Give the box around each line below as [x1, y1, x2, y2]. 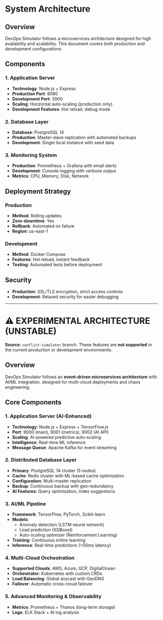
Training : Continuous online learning [12, 537, 86, 543]
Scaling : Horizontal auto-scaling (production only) [12, 101, 113, 107]
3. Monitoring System [5, 151, 57, 158]
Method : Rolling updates [12, 213, 62, 218]
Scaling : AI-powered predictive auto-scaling [12, 434, 101, 440]
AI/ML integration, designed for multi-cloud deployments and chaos [5, 379, 141, 385]
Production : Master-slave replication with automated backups [12, 134, 137, 140]
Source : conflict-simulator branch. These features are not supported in [5, 342, 152, 348]
